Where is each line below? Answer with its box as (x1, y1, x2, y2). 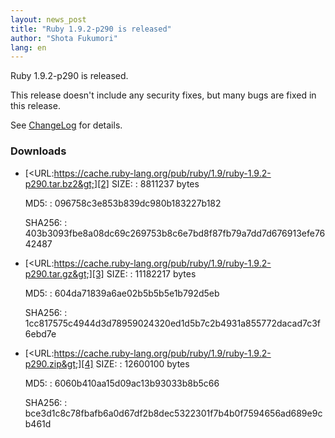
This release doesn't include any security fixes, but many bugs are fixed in (10, 89, 317, 101)
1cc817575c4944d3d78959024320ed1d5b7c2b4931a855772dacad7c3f (24, 317, 321, 329)
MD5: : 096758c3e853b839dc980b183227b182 (24, 197, 222, 209)
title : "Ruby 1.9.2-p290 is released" (10, 24, 172, 34)
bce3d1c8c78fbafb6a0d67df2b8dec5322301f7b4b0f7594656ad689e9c (24, 407, 323, 419)
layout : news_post (10, 14, 87, 25)
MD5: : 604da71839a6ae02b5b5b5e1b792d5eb (24, 287, 220, 299)
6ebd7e (24, 327, 57, 340)
